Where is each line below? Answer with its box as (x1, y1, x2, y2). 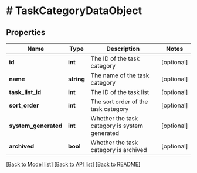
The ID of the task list (90, 88, 150, 96)
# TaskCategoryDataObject (6, 4, 142, 18)
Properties (6, 27, 46, 37)
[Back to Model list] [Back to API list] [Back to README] (6, 161, 141, 168)
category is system (90, 122, 144, 130)
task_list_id (9, 88, 42, 96)
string (68, 75, 85, 83)
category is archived (90, 146, 148, 154)
